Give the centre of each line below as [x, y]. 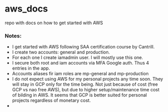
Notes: [13, 36]
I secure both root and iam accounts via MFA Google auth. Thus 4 [80, 63]
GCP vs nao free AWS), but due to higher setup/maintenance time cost [86, 90]
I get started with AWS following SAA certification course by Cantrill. [83, 47]
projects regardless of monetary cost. [51, 100]
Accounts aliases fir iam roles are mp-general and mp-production [80, 74]
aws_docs [27, 9]
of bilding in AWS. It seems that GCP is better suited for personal [79, 95]
